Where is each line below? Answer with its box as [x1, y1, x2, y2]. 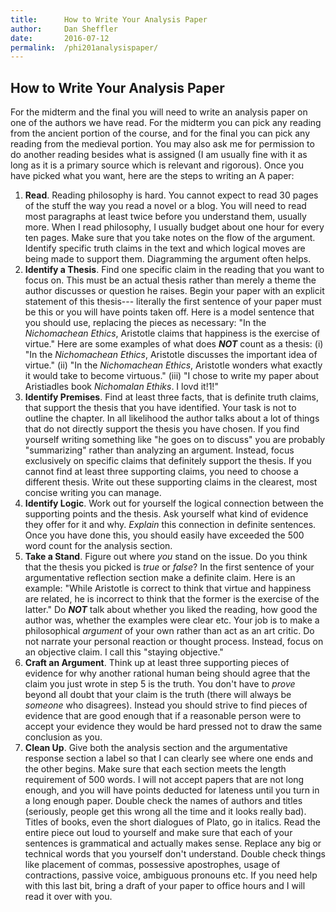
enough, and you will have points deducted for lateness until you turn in [24, 784, 320, 796]
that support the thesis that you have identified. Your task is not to [24, 402, 297, 414]
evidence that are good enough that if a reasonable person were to [24, 710, 302, 722]
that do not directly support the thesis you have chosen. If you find [24, 423, 300, 435]
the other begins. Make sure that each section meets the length [24, 763, 287, 775]
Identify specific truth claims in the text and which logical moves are [24, 242, 306, 255]
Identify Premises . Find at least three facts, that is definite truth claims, [24, 391, 319, 403]
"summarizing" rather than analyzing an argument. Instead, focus [24, 444, 295, 456]
